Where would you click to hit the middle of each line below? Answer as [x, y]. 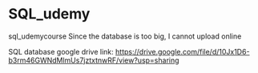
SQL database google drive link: [61, 51]
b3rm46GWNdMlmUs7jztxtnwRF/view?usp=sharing [94, 60]
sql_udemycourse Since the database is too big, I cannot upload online [125, 36]
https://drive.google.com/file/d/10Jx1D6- [182, 51]
